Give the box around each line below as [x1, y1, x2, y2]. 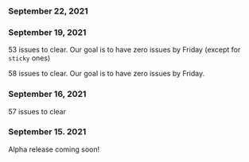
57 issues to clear [8, 106, 66, 116]
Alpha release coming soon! [8, 145, 100, 154]
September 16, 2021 [8, 89, 87, 100]
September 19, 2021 [8, 26, 87, 37]
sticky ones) [8, 53, 51, 63]
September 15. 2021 [8, 126, 87, 137]
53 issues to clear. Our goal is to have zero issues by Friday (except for [8, 45, 241, 55]
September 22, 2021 [8, 6, 89, 17]
